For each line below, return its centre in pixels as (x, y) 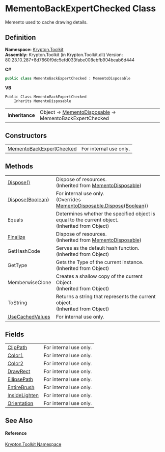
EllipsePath (20, 379)
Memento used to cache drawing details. (46, 22)
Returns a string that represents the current (106, 296)
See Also (19, 421)
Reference (16, 433)
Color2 (15, 364)
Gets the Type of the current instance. (100, 262)
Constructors (26, 136)
